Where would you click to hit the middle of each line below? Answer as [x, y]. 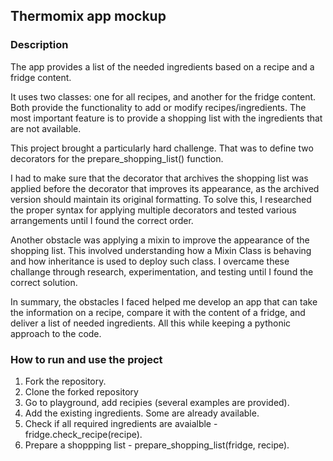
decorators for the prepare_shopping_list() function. [117, 158]
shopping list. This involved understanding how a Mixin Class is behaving [161, 250]
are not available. [46, 128]
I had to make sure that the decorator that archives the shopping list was [159, 178]
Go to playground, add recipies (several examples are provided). [157, 402]
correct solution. [44, 282]
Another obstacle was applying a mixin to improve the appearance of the [160, 240]
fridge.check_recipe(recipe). [83, 434]
